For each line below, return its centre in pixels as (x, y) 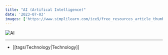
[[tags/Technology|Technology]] (46, 47)
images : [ (15, 19)
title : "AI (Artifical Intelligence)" (45, 10)
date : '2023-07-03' (25, 14)
